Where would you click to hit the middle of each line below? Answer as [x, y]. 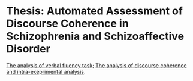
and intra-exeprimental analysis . [46, 71]
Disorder [28, 49]
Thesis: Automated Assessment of [94, 11]
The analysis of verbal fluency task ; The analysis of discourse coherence [96, 65]
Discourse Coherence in [67, 24]
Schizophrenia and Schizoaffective [95, 36]
